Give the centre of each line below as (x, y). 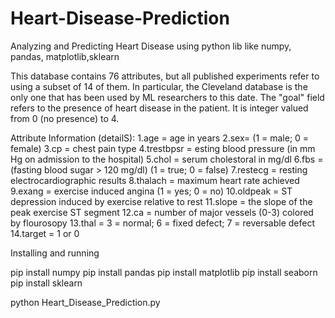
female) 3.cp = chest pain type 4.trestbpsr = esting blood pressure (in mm (163, 148)
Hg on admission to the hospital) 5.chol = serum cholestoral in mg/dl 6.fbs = (167, 159)
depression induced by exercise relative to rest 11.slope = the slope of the (161, 201)
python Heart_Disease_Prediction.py (85, 302)
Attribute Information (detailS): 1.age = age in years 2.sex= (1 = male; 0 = (160, 138)
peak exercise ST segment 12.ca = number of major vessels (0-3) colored (162, 212)
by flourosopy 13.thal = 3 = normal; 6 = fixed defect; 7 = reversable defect (162, 223)
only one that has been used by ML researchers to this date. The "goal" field (167, 97)
